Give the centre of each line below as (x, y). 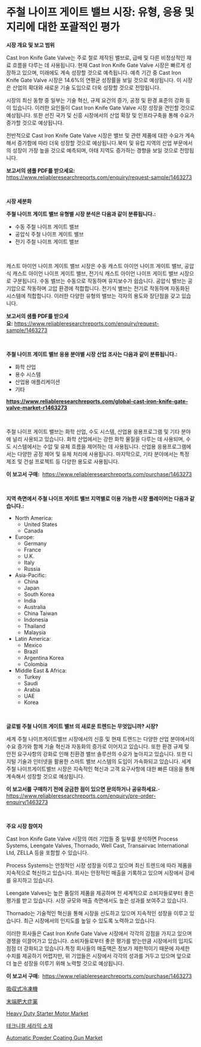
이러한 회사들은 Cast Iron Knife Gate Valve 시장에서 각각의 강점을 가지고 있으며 (99, 933)
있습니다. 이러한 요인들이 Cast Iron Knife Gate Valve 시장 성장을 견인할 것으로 (103, 108)
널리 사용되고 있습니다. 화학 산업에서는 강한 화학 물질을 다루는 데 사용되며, (98, 439)
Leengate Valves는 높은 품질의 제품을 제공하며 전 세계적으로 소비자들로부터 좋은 (100, 893)
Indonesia (36, 619)
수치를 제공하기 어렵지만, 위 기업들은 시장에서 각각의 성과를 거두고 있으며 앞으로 (99, 955)
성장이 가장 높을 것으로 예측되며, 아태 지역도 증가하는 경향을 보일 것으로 (95, 150)
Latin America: (33, 638)
